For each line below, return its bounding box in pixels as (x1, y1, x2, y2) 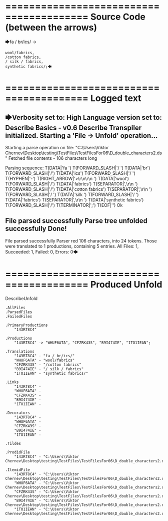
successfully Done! (5, 224, 67, 233)
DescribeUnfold (5, 295, 38, 301)
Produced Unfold (90, 279, 162, 290)
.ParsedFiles (5, 309, 32, 315)
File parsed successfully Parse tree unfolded (5, 216, 147, 225)
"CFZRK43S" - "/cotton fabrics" (14, 362, 81, 367)
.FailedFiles (5, 314, 32, 319)
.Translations (5, 349, 35, 354)
